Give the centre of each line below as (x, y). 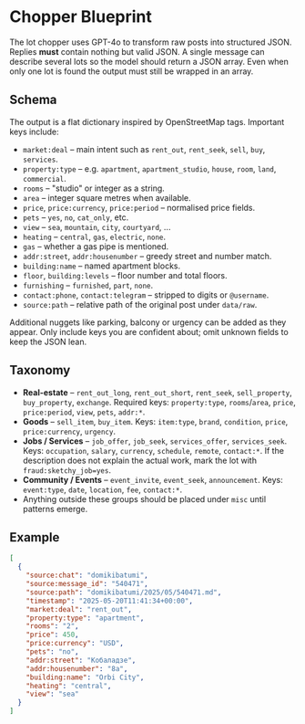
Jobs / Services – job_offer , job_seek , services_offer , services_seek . (155, 441)
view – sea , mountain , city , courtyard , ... (97, 226)
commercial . (44, 178)
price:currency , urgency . (69, 431)
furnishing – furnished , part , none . (87, 285)
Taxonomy (40, 370)
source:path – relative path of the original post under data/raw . (140, 304)
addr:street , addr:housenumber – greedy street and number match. (147, 256)
